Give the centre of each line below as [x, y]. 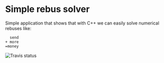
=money [12, 46]
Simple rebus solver [47, 9]
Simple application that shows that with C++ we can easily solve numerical [82, 23]
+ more [12, 42]
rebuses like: [18, 28]
